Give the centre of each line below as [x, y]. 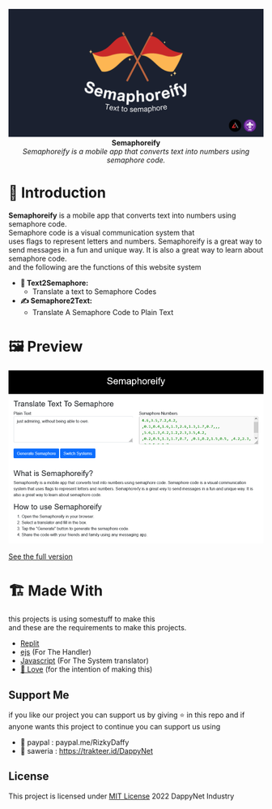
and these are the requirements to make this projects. [98, 628]
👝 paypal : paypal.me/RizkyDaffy [74, 742]
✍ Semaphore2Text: [56, 301]
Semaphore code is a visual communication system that [102, 232]
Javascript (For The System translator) [85, 661]
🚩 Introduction [57, 193]
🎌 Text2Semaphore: [54, 283]
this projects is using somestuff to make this [82, 619]
